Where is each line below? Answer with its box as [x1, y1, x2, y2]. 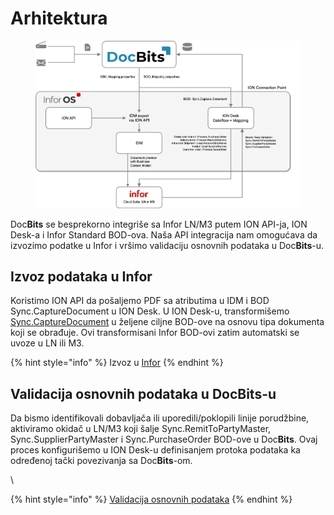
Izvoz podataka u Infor [10, 268, 153, 286]
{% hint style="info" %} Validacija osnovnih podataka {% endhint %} [10, 493, 293, 506]
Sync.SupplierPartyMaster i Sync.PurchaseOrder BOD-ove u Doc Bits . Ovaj [10, 433, 318, 446]
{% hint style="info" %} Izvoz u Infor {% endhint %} [10, 357, 224, 369]
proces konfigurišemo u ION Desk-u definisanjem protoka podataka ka [10, 444, 301, 456]
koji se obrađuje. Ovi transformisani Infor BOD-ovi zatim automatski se [10, 327, 300, 339]
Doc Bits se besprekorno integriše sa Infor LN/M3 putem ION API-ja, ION [10, 218, 308, 230]
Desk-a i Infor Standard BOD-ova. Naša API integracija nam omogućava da [10, 228, 318, 241]
